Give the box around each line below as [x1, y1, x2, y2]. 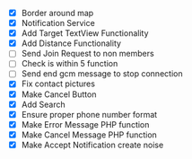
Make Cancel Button [21, 89, 97, 100]
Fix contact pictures [21, 78, 96, 89]
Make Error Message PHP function [21, 119, 150, 129]
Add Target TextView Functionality [21, 28, 149, 39]
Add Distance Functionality [21, 38, 122, 49]
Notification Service [21, 18, 95, 29]
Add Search [21, 99, 65, 110]
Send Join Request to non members [21, 49, 154, 59]
